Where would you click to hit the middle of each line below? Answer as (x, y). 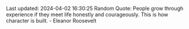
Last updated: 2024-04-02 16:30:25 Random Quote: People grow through (95, 8)
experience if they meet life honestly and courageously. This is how (87, 14)
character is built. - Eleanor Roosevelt (51, 21)
